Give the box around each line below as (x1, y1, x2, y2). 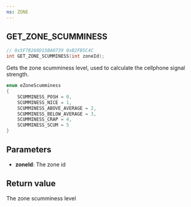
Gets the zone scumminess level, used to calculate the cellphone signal (6, 65, 186, 72)
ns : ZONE (6, 9, 29, 15)
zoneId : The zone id (15, 161, 66, 168)
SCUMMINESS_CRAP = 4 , (17, 116, 72, 122)
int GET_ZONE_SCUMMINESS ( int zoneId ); (6, 53, 105, 60)
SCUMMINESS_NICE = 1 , (17, 99, 72, 105)
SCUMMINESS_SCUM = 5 (17, 122, 69, 128)
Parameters (6, 144, 52, 155)
